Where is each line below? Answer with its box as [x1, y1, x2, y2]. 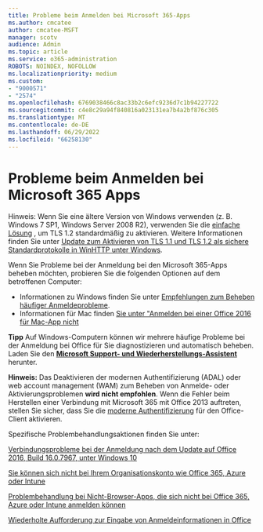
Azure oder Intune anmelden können [8, 500, 127, 510]
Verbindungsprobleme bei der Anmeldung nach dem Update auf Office [8, 445, 237, 454]
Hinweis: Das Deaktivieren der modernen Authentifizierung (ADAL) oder [8, 373, 241, 382]
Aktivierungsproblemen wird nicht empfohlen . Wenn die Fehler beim [8, 389, 230, 399]
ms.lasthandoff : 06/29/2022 [8, 128, 100, 136]
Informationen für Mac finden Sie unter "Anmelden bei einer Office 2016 [19, 309, 252, 319]
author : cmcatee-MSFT [8, 26, 79, 34]
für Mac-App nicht [19, 317, 80, 326]
